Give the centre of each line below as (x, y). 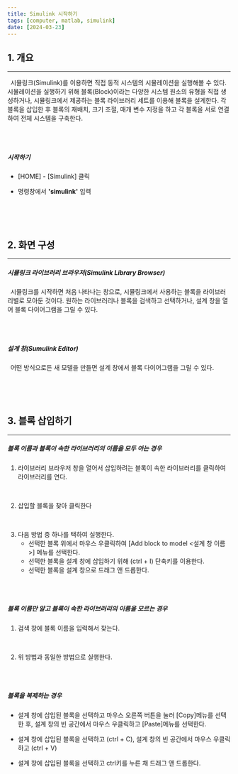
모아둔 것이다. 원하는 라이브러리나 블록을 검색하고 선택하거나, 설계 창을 (123, 300)
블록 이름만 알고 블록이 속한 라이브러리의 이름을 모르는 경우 (87, 609)
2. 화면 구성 (31, 245)
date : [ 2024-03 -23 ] (36, 27)
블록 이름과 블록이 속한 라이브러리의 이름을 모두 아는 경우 (85, 449)
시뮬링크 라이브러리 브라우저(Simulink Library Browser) (86, 272)
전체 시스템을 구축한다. (52, 119)
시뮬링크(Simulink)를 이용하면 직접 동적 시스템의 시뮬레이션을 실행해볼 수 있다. (118, 83)
